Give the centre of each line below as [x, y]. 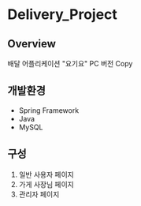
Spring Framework [49, 110]
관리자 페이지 [39, 194]
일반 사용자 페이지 [46, 174]
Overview [32, 44]
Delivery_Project [62, 15]
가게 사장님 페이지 [46, 184]
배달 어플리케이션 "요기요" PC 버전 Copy [70, 64]
